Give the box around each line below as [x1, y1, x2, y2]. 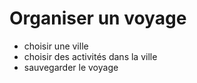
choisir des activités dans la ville [23, 50, 158, 62]
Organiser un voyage [9, 7, 187, 30]
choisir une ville [23, 40, 89, 52]
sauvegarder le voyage [23, 61, 119, 73]
